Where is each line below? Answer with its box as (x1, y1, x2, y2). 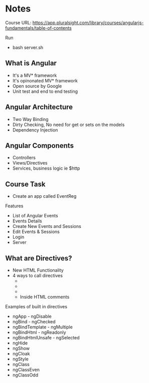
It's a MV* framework (12, 72, 57, 78)
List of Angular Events (12, 213, 59, 219)
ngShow (12, 345, 30, 351)
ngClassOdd (12, 372, 39, 378)
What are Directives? (5, 254, 72, 263)
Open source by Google (12, 83, 62, 89)
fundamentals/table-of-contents (5, 25, 72, 31)
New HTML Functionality (12, 267, 64, 273)
